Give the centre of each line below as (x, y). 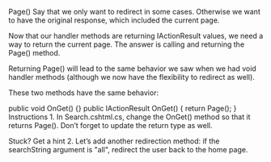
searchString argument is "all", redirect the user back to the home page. (128, 150)
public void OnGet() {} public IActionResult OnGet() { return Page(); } (123, 108)
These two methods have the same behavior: (84, 93)
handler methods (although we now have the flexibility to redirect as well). (131, 77)
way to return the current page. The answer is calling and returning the (127, 44)
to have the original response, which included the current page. (114, 20)
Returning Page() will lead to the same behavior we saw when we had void (132, 69)
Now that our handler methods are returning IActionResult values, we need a (136, 36)
